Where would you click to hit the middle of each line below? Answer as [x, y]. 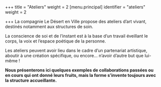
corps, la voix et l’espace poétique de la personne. [55, 41]
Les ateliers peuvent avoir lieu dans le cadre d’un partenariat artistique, [76, 51]
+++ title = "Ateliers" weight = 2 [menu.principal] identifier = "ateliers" [75, 7]
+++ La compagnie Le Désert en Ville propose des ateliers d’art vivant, [76, 22]
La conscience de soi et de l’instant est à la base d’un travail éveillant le [77, 36]
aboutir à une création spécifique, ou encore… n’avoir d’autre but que [74, 56]
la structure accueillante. [31, 80]
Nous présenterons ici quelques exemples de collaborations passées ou [80, 70]
